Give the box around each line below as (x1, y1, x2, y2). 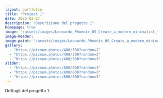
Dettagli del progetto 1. (5, 87, 50, 93)
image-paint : (5, 39, 32, 43)
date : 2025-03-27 (5, 16, 40, 21)
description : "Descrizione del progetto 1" (5, 20, 95, 26)
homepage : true (5, 25, 36, 30)
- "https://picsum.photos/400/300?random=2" (9, 52, 101, 57)
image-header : (5, 34, 34, 39)
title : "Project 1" (5, 12, 45, 16)
